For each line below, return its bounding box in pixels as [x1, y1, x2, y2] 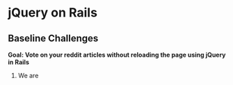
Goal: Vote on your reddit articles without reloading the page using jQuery [8, 50, 226, 59]
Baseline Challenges [8, 32, 99, 44]
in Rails [8, 58, 30, 66]
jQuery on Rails [8, 5, 98, 21]
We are [17, 71, 39, 79]
